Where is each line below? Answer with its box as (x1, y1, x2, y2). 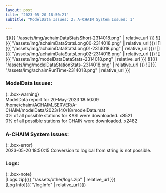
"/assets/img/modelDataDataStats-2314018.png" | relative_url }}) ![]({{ (12, 56, 158, 62)
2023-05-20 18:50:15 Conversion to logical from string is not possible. (5, 147, 152, 153)
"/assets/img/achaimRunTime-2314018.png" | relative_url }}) (5, 67, 131, 73)
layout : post (5, 7, 33, 13)
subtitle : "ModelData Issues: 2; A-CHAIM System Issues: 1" (5, 17, 135, 22)
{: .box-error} (5, 142, 33, 148)
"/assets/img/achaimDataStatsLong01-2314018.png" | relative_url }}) (12, 46, 154, 52)
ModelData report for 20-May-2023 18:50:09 (5, 96, 99, 102)
